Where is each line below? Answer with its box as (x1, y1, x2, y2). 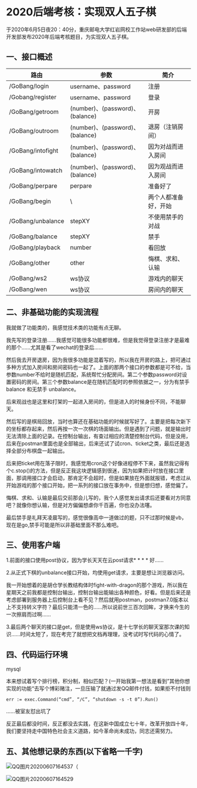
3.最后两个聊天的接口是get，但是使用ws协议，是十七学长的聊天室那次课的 (6, 623, 185, 631)
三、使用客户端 (6, 540, 60, 550)
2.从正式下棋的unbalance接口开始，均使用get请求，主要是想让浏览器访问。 (6, 569, 188, 576)
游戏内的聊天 (148, 274, 184, 282)
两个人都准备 (148, 193, 184, 201)
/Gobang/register (9, 93, 57, 101)
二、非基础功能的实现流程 (6, 307, 98, 317)
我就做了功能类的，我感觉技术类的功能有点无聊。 (6, 324, 124, 331)
